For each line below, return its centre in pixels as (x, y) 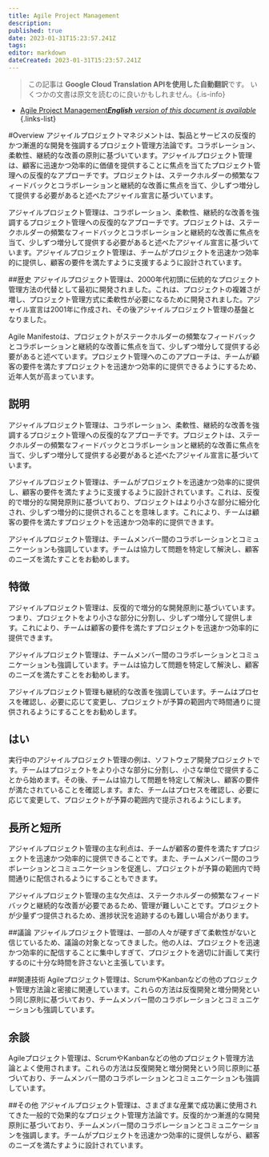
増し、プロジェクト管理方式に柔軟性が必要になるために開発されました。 (127, 299)
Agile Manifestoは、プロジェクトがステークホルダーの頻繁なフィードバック (132, 336)
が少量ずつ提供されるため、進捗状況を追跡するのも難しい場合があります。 (131, 916)
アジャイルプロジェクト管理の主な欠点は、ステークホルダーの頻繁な (120, 896)
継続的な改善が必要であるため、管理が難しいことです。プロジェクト (148, 906)
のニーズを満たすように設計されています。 (78, 1145)
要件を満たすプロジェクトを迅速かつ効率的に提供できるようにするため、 (141, 366)
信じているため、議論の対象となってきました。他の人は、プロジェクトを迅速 (134, 942)
